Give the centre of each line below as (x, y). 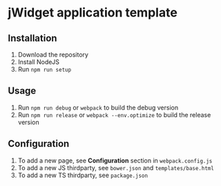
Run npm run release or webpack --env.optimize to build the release (114, 114)
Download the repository (53, 54)
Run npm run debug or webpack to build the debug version (98, 107)
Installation (32, 38)
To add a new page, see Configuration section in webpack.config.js (115, 161)
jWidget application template (93, 13)
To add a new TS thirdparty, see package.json (83, 175)
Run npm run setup (45, 69)
